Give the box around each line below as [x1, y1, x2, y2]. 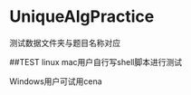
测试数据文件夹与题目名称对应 [9, 37, 120, 48]
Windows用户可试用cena [9, 75, 102, 87]
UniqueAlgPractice [9, 6, 155, 27]
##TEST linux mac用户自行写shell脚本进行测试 [9, 56, 183, 67]
